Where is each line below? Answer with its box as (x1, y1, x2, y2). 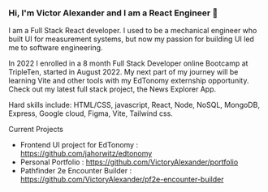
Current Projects (8, 125, 63, 134)
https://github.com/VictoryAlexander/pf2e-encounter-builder (19, 174, 224, 185)
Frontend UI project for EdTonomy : (19, 140, 139, 150)
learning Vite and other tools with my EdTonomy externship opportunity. (8, 76, 249, 86)
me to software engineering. (8, 43, 103, 53)
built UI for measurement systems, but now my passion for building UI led (8, 34, 254, 44)
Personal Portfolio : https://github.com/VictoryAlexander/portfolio (19, 157, 239, 167)
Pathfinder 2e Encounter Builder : (19, 166, 132, 176)
